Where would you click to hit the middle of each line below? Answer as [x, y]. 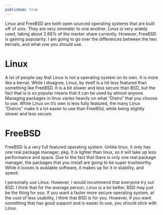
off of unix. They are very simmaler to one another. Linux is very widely [76, 29]
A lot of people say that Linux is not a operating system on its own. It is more [81, 77]
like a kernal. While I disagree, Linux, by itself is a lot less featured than [76, 82]
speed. [12, 173]
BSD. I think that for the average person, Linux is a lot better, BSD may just [79, 187]
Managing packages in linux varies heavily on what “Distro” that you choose [81, 98]
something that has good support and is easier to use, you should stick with [81, 203]
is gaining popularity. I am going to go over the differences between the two [81, 39]
